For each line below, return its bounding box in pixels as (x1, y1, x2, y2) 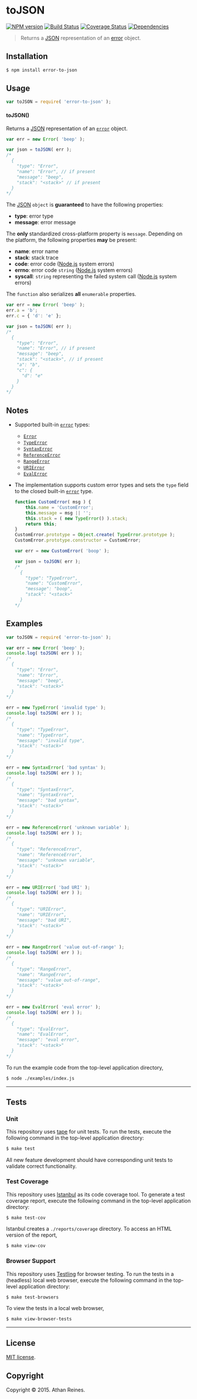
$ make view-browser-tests (6, 1316, 72, 1322)
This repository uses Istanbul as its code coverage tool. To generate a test (6, 1191, 185, 1198)
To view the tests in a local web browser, (6, 1305, 104, 1312)
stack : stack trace (14, 254, 59, 261)
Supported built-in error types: (14, 421, 90, 428)
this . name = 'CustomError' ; (25, 504, 94, 510)
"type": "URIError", (16, 906, 67, 912)
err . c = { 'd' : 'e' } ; (6, 313, 62, 319)
